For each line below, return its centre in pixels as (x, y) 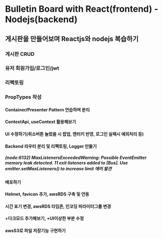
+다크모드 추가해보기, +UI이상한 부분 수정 (45, 218)
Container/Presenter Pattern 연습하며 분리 (47, 109)
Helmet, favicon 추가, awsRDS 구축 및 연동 (47, 194)
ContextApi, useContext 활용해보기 (41, 122)
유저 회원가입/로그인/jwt (32, 68)
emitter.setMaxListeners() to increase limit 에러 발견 (58, 169)
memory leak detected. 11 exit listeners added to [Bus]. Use (67, 163)
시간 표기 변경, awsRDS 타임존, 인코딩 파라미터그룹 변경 (58, 206)
